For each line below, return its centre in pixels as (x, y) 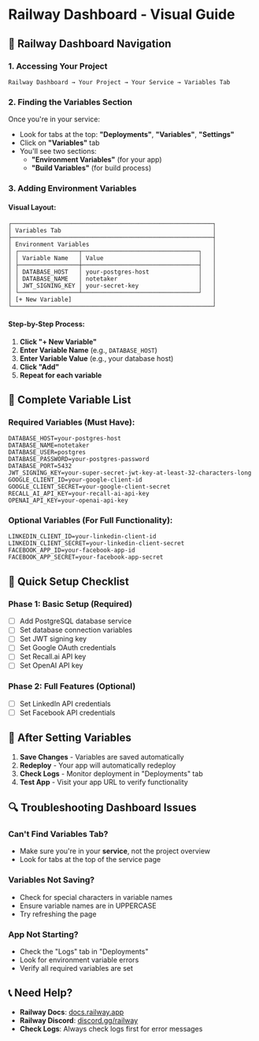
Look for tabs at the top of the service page (90, 860)
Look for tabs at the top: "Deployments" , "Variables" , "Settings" (127, 135)
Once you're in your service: (54, 119)
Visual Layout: (32, 207)
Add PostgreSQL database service (76, 621)
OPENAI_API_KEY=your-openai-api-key (68, 501)
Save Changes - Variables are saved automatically (102, 757)
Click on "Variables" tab (59, 143)
